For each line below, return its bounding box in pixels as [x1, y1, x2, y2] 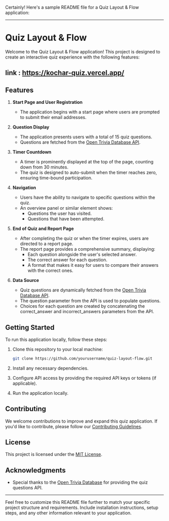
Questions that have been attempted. [27, 216, 105, 222]
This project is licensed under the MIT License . [5, 451, 103, 457]
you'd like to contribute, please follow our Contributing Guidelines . [5, 423, 142, 429]
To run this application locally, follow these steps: [5, 336, 107, 342]
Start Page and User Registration [12, 99, 83, 105]
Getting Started [5, 323, 55, 332]
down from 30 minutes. [20, 164, 69, 170]
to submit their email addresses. [20, 114, 87, 121]
